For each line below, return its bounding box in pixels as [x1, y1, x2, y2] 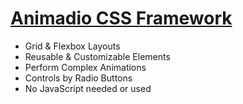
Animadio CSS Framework [10, 7, 233, 30]
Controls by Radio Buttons [24, 72, 133, 84]
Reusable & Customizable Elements [24, 50, 171, 62]
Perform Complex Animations [24, 61, 147, 73]
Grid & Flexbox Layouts [24, 40, 121, 52]
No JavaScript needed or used [24, 82, 152, 94]
